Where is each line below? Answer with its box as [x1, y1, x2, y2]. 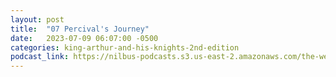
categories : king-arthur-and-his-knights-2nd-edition [10, 42, 240, 53]
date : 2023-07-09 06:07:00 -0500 [10, 33, 159, 43]
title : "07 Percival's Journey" [10, 24, 150, 34]
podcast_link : [10, 52, 70, 62]
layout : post [10, 14, 65, 25]
